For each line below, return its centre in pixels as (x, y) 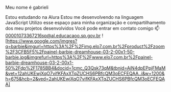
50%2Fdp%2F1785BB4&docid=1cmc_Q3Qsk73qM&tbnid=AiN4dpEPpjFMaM (86, 68)
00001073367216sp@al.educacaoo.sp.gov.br (53, 36)
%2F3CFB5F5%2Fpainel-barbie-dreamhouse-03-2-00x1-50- (70, 52)
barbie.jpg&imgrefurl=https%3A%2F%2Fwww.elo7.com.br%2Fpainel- (79, 57)
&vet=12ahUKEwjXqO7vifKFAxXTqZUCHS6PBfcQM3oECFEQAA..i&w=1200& (85, 73)
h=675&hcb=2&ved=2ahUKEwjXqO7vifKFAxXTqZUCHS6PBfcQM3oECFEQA (85, 79)
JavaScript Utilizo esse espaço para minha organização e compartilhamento (86, 23)
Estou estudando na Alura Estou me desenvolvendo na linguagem (75, 17)
